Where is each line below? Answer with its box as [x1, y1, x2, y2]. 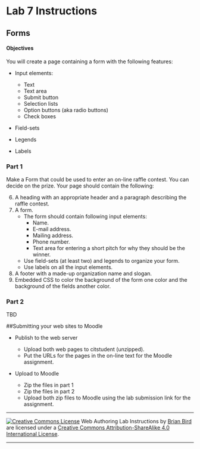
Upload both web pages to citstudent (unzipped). [23, 346, 145, 353]
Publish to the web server [14, 334, 78, 342]
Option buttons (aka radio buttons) [23, 106, 109, 113]
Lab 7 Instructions [6, 4, 97, 18]
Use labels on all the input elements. [23, 264, 113, 271]
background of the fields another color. [14, 282, 111, 290]
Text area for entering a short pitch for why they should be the [32, 245, 186, 252]
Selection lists [23, 100, 58, 107]
